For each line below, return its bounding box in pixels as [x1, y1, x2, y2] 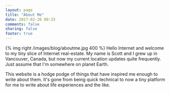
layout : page [5, 7, 33, 13]
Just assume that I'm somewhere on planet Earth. [5, 61, 109, 67]
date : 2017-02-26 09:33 [5, 17, 56, 22]
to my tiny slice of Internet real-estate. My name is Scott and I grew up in [5, 50, 157, 56]
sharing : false [5, 26, 38, 32]
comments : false [5, 21, 40, 27]
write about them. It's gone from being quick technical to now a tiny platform [5, 77, 165, 82]
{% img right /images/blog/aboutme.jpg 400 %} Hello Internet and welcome [5, 45, 164, 51]
